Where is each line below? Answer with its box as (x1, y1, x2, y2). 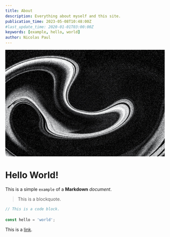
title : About (5, 8, 33, 13)
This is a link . (5, 226, 33, 232)
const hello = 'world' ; (5, 217, 56, 222)
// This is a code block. (5, 207, 60, 212)
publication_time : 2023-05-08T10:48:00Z (5, 19, 92, 24)
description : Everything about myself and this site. (5, 13, 121, 19)
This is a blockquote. (17, 196, 61, 202)
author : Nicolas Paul (5, 35, 51, 40)
